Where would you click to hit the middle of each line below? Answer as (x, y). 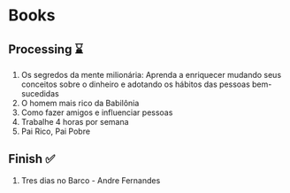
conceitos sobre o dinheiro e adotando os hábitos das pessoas (136, 84)
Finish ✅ (32, 159)
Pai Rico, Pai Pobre (55, 131)
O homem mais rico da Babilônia (80, 103)
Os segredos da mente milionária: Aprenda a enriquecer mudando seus (151, 75)
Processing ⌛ (46, 49)
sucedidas (40, 93)
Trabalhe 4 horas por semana (75, 122)
